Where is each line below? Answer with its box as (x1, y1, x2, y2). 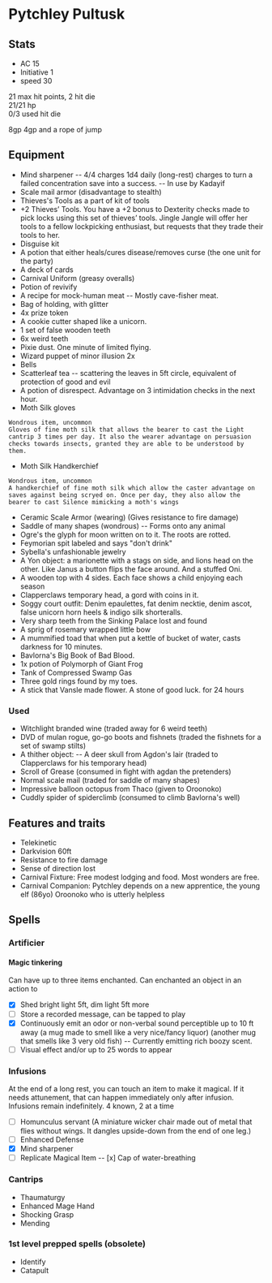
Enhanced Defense (19, 1134, 84, 1145)
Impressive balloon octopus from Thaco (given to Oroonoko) (19, 784, 223, 794)
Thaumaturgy (19, 1192, 66, 1202)
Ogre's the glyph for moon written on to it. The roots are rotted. (19, 529, 232, 539)
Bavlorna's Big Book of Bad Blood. (19, 650, 135, 660)
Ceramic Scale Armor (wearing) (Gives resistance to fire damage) (19, 512, 239, 522)
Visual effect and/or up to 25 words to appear (19, 1044, 172, 1054)
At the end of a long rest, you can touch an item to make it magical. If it (8, 1083, 244, 1093)
